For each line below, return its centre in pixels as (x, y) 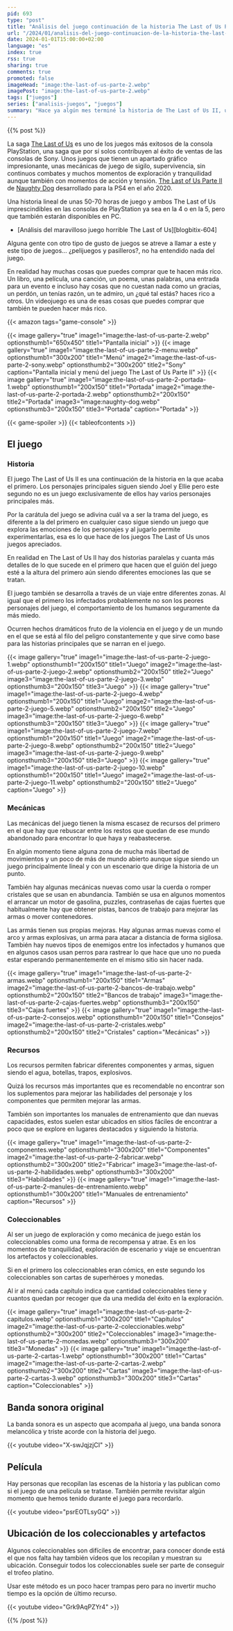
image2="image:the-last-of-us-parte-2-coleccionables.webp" (96, 1327)
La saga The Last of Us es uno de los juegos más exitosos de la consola (110, 144)
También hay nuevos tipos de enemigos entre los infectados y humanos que (116, 945)
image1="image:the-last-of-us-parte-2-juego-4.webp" (85, 694)
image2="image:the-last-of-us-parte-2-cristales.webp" (87, 1025)
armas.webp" (26, 980)
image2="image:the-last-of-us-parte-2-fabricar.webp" (86, 1157)
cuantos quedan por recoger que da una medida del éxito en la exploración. (115, 1298)
